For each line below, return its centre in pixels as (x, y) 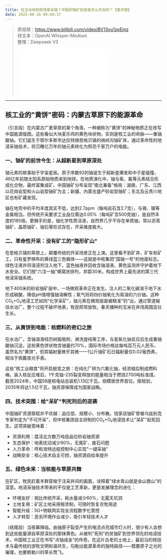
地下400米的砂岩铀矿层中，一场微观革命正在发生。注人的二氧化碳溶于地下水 (83, 288)
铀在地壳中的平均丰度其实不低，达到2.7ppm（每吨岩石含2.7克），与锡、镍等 (83, 208)
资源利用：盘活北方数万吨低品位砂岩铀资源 (56, 436)
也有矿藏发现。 (25, 197)
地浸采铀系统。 (20, 278)
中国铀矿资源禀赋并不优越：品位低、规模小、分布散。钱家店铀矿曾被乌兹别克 (83, 413)
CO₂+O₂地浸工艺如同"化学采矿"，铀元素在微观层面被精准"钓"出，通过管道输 (83, 300)
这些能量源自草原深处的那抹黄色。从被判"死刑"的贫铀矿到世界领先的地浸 (83, 533)
